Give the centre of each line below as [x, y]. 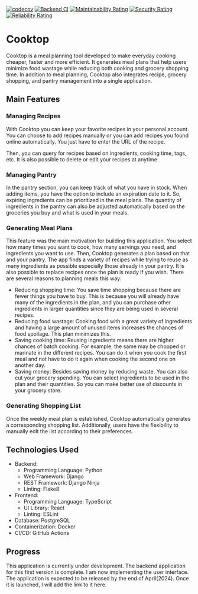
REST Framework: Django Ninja [61, 483]
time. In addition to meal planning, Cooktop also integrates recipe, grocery [97, 74]
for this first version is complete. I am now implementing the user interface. [98, 572]
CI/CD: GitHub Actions [42, 533]
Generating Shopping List [43, 406]
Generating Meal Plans [39, 228]
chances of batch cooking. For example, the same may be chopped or [100, 346]
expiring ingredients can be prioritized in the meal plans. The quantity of [94, 200]
